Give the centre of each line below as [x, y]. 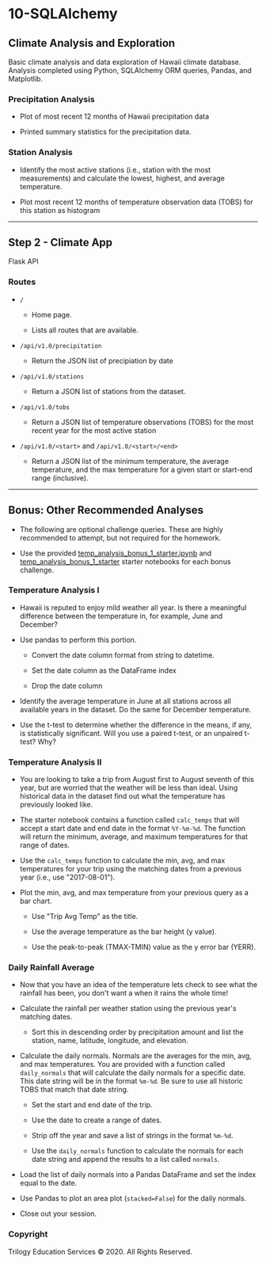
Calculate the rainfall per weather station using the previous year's [128, 1008]
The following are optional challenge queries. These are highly [121, 529]
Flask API [23, 261]
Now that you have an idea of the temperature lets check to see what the [139, 985]
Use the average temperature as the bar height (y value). [124, 932]
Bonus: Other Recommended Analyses [106, 510]
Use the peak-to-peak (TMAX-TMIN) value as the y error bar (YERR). [143, 947]
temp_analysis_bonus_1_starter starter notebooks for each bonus [125, 561]
